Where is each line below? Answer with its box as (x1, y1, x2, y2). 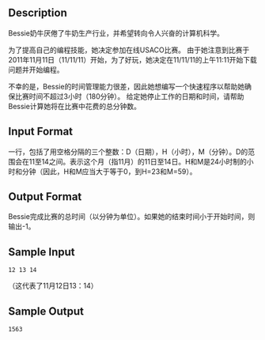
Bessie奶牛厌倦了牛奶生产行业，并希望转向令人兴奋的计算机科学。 (8, 28, 224, 38)
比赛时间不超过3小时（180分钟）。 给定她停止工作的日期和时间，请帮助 (14, 91, 244, 101)
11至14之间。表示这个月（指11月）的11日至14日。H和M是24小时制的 (28, 157, 248, 166)
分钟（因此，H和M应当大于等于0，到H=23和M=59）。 (21, 166, 197, 176)
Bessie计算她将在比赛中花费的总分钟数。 (8, 101, 141, 111)
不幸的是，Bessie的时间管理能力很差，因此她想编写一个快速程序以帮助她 (8, 81, 245, 91)
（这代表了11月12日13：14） (8, 281, 98, 291)
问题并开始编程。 (8, 65, 64, 74)
